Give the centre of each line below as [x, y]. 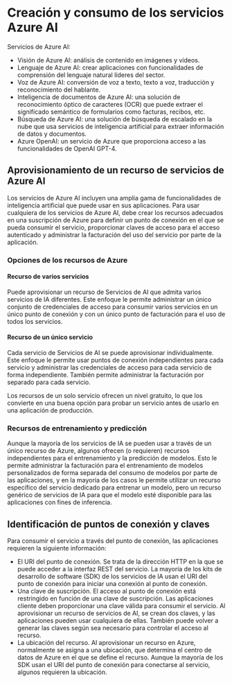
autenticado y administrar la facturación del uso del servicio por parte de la [114, 234]
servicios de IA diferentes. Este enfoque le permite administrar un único [109, 299]
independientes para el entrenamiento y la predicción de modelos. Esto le [112, 458]
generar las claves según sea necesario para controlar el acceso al [113, 628]
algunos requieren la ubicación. [62, 672]
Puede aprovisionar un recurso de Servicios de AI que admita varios [104, 292]
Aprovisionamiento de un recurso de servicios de [116, 170]
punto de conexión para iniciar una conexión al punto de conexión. [112, 584]
